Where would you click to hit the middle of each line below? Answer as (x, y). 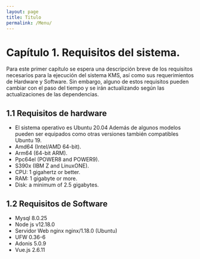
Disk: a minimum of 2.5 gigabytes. (57, 185)
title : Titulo (24, 17)
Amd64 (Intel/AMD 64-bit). (48, 147)
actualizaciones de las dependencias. (53, 95)
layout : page (22, 12)
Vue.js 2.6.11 (30, 249)
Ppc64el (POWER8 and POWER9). (57, 160)
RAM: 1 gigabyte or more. (46, 179)
